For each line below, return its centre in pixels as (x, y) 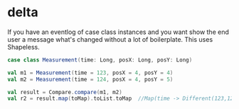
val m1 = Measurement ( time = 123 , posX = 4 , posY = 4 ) (90, 73)
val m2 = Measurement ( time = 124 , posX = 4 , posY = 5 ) (90, 79)
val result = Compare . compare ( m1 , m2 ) (65, 92)
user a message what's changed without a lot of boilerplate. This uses (110, 39)
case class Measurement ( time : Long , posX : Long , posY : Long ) (100, 60)
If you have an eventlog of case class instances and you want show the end (118, 32)
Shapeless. (24, 47)
